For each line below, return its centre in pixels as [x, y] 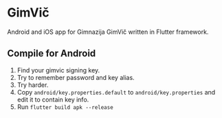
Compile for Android [52, 53]
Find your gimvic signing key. [58, 70]
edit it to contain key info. [53, 99]
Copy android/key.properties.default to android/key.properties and [116, 92]
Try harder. [33, 85]
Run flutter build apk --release [65, 107]
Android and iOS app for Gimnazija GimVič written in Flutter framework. [108, 32]
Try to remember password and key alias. [76, 77]
